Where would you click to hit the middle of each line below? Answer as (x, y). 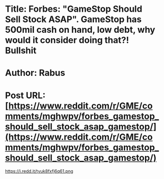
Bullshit (21, 51)
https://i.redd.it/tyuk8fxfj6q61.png (39, 171)
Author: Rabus (35, 73)
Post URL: (25, 95)
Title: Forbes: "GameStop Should (74, 9)
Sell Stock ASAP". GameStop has (73, 19)
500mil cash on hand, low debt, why (80, 30)
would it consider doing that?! (67, 40)
